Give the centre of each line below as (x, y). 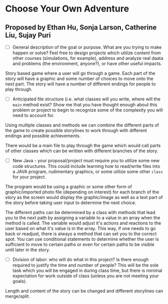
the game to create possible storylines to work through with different (76, 131)
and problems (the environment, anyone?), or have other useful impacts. (87, 64)
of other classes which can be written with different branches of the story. (82, 151)
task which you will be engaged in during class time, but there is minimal (87, 271)
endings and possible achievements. (43, 136)
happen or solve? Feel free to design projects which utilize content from (87, 53)
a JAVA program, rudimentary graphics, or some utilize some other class (88, 172)
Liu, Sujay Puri (28, 35)
